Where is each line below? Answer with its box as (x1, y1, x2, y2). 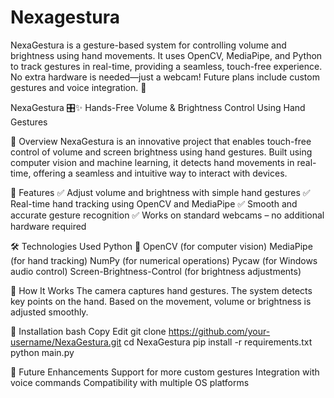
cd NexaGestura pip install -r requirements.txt (123, 336, 313, 348)
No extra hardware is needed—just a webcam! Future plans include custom (10, 71, 320, 83)
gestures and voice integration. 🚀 (10, 81, 147, 93)
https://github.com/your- (168, 325, 271, 337)
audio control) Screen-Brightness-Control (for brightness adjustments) (10, 265, 302, 277)
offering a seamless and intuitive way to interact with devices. (33, 167, 288, 179)
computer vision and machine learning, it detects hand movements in (10, 156, 295, 168)
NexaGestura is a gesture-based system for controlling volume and (10, 39, 287, 51)
